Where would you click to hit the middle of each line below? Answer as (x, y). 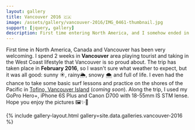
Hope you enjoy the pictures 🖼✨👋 (47, 102)
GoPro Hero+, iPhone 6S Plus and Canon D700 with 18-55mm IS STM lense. (97, 96)
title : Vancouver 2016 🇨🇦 (39, 17)
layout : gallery (26, 11)
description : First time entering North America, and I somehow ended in (98, 33)
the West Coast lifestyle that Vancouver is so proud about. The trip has (91, 62)
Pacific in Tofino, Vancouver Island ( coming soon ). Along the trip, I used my (97, 89)
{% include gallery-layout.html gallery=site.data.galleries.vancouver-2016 (94, 116)
